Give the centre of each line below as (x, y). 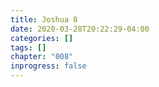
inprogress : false (48, 66)
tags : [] (28, 47)
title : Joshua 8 (44, 19)
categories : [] (42, 38)
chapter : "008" (42, 57)
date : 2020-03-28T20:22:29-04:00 (80, 29)
